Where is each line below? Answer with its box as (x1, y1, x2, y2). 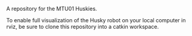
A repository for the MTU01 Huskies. (6, 5, 98, 12)
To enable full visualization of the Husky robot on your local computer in (6, 17, 186, 23)
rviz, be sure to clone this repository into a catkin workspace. (6, 23, 159, 30)
